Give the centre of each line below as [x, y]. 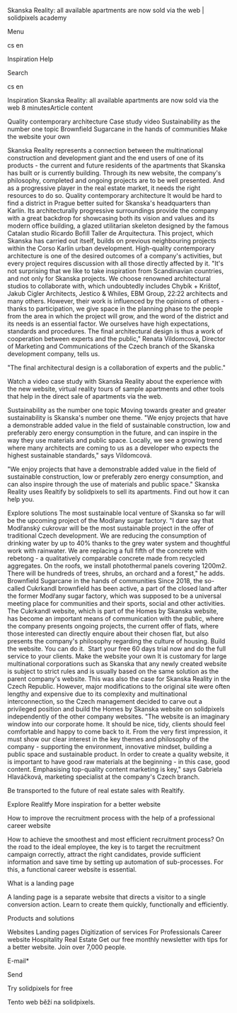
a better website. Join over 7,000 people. [67, 947]
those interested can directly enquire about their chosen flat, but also [108, 633]
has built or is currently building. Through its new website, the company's [114, 173]
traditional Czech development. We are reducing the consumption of [107, 536]
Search [18, 73]
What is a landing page [41, 883]
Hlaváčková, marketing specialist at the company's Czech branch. [104, 777]
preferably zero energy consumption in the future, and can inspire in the [112, 433]
